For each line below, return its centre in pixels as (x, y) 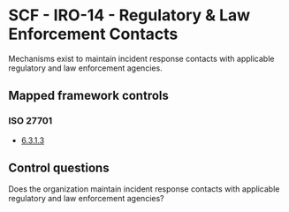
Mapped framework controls (89, 96)
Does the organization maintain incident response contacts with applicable (144, 189)
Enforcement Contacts (93, 34)
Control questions (59, 168)
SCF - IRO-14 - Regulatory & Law (129, 15)
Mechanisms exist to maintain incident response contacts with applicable (141, 58)
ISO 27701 (30, 121)
